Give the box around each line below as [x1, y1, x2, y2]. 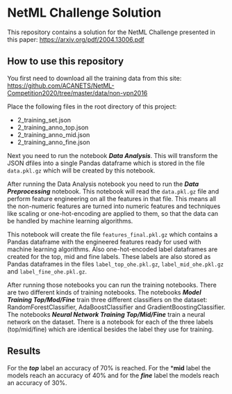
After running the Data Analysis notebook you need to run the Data [7, 180, 199, 188]
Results [7, 345, 41, 357]
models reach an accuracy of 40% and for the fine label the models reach [7, 371, 219, 379]
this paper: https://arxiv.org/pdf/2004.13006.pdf [7, 35, 144, 43]
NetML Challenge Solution [7, 5, 162, 21]
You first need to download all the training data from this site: [7, 74, 182, 82]
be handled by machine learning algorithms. [7, 216, 133, 225]
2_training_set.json [17, 116, 72, 124]
